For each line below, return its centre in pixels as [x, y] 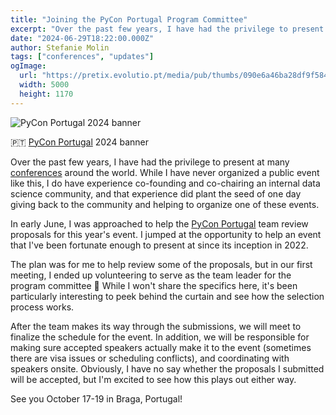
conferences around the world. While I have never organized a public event [165, 172]
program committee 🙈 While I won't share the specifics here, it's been [154, 285]
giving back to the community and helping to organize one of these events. [165, 204]
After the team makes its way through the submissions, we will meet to [156, 326]
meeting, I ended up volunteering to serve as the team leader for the [151, 275]
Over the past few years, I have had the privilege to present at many [150, 162]
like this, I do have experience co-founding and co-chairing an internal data [165, 183]
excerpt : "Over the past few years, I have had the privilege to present [167, 29]
